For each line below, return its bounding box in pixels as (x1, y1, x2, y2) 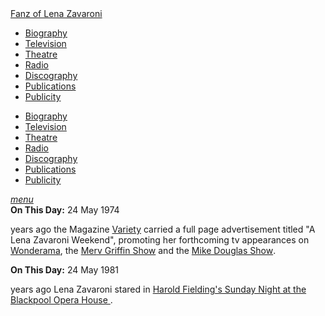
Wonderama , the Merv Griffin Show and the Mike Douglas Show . (10, 245, 277, 256)
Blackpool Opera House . (10, 294, 113, 306)
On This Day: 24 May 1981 (10, 264, 120, 276)
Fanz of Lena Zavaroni (10, 8, 103, 19)
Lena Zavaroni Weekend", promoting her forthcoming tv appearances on (10, 234, 310, 246)
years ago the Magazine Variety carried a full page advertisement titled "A (10, 223, 316, 235)
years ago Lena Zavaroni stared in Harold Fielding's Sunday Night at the (10, 283, 307, 295)
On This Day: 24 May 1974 (10, 204, 120, 216)
